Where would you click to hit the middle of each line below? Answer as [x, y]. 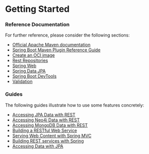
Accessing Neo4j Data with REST [46, 120]
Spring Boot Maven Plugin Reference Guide [56, 50]
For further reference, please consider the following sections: [67, 35]
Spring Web [24, 66]
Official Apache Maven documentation [51, 45]
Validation [22, 81]
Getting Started [37, 9]
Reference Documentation [37, 25]
